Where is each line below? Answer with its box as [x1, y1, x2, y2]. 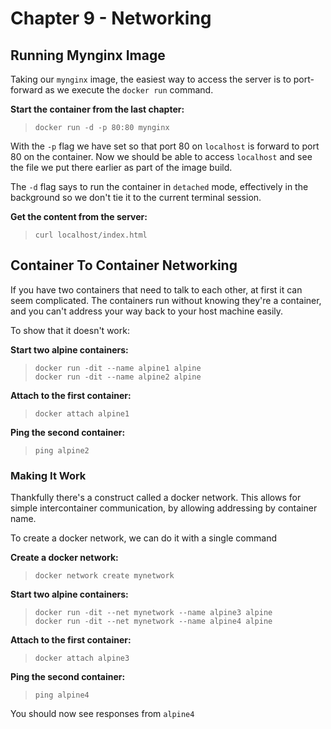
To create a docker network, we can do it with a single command [10, 532, 277, 544]
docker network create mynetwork [34, 571, 175, 581]
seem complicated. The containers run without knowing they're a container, [10, 294, 322, 306]
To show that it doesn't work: [10, 324, 130, 336]
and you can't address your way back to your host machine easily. [10, 305, 284, 317]
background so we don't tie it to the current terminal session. [10, 192, 262, 203]
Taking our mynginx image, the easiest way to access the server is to [10, 73, 292, 85]
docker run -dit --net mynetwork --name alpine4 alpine [34, 617, 273, 627]
